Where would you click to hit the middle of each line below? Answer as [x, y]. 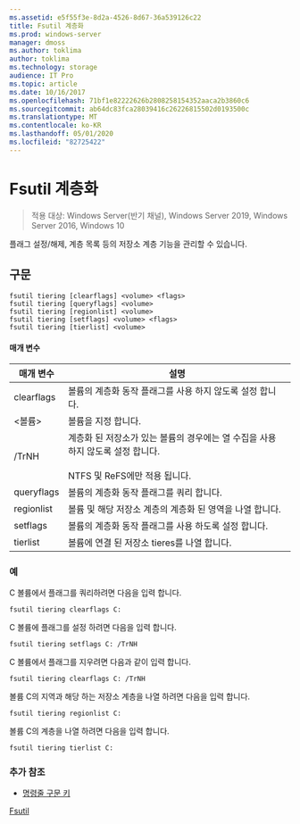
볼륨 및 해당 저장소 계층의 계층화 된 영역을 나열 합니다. [175, 509]
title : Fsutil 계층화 [47, 26]
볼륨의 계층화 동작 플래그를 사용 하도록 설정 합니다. [168, 526]
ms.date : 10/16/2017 [48, 92]
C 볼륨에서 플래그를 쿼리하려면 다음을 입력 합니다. [96, 593]
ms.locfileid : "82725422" [57, 142]
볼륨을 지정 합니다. [104, 420]
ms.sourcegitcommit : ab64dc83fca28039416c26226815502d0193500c [129, 109]
